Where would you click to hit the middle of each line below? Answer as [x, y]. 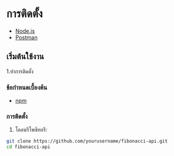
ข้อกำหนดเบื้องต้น [27, 87]
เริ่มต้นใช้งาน [25, 56]
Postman [26, 37]
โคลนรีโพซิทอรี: [31, 130]
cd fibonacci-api [28, 147]
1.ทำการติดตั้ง [20, 71]
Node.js [25, 30]
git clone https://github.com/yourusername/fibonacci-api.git [87, 141]
